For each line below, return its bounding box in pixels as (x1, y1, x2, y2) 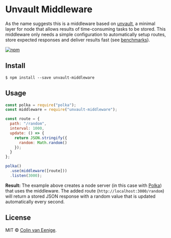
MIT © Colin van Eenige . (5, 227, 57, 233)
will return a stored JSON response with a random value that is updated (5, 193, 156, 199)
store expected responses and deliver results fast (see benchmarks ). (5, 37, 151, 43)
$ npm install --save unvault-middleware (5, 75, 95, 80)
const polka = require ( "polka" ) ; (5, 102, 77, 108)
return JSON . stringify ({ (14, 135, 67, 140)
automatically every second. (5, 198, 65, 205)
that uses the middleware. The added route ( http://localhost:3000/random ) (5, 187, 164, 194)
